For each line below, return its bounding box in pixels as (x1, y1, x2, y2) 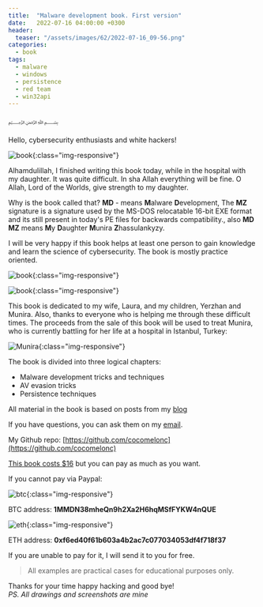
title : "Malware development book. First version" (8, 11, 182, 20)
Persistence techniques (19, 389, 97, 399)
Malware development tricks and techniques (19, 372, 164, 382)
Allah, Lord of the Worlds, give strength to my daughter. (8, 183, 189, 192)
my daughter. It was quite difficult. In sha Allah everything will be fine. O (8, 175, 242, 184)
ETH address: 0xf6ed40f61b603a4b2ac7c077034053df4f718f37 (8, 535, 227, 545)
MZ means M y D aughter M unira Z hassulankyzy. (8, 223, 165, 233)
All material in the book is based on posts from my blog (8, 405, 188, 414)
